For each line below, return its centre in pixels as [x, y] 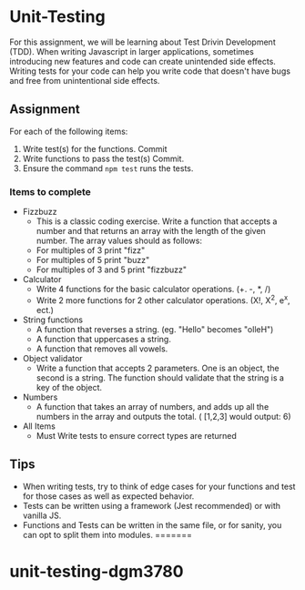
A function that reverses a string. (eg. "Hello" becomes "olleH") [155, 329]
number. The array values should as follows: [119, 241]
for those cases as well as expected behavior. [108, 496]
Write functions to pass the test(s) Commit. [103, 158]
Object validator [53, 358]
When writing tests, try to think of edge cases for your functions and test [159, 486]
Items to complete [50, 191]
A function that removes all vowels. [102, 349]
